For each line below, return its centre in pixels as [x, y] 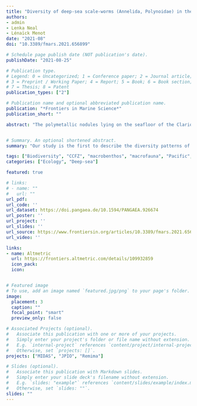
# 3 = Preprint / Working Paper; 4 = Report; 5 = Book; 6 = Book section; [99, 82]
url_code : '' [22, 205]
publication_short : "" [34, 114]
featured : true [25, 173]
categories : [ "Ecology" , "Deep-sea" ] [52, 162]
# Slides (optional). [33, 367]
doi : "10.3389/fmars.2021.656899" [48, 45]
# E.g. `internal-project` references [56, 345]
